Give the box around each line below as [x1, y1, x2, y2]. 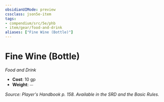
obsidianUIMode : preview [5, 7, 56, 12]
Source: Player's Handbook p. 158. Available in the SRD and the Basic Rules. [5, 91, 160, 97]
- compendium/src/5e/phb [5, 20, 56, 26]
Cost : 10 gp [12, 76, 36, 82]
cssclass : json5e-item [5, 12, 51, 17]
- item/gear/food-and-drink [5, 25, 63, 30]
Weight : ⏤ [12, 82, 33, 87]
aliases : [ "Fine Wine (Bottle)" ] [5, 30, 73, 35]
